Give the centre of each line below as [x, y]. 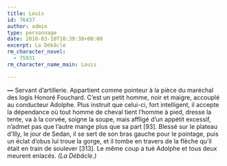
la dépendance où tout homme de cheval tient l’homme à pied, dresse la [109, 112]
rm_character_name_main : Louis [52, 64]
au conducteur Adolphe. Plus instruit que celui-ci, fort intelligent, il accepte [113, 104]
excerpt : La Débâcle [37, 45]
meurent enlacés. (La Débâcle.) [52, 156]
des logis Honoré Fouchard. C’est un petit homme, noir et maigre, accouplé [113, 97]
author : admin [28, 26]
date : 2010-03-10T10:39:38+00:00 [55, 39]
